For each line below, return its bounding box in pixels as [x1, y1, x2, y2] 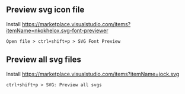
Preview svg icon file [6, 5, 85, 15]
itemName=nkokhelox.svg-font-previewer [6, 27, 109, 34]
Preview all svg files [6, 55, 82, 65]
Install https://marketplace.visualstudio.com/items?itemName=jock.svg [6, 70, 180, 77]
